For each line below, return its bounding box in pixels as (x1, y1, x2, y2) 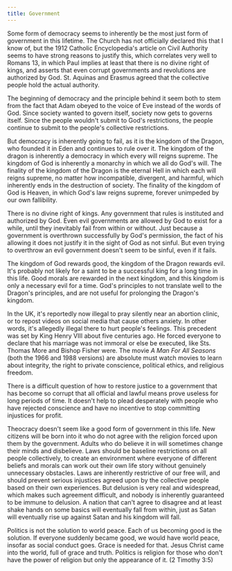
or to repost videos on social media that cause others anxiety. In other (7, 316, 207, 325)
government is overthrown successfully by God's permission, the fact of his (7, 231, 224, 239)
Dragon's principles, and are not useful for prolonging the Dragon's (7, 289, 199, 297)
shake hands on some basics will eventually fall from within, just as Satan (7, 505, 216, 514)
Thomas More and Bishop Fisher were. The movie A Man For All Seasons (7, 346, 216, 354)
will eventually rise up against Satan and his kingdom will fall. (7, 513, 181, 521)
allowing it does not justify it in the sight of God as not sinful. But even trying (7, 238, 225, 246)
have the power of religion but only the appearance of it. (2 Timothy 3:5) (7, 555, 213, 564)
